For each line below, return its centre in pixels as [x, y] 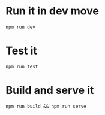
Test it [21, 51]
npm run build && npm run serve [46, 106]
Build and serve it [50, 90]
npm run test [22, 66]
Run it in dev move [52, 11]
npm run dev [20, 27]
